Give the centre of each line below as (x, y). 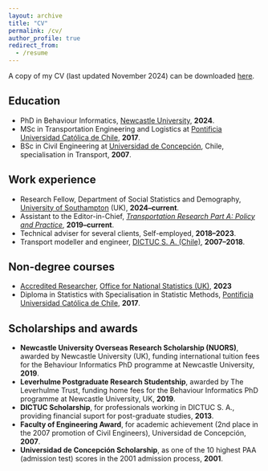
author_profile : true (45, 38)
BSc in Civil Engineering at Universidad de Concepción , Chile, (122, 146)
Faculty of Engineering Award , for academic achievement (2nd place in (139, 424)
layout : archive (35, 16)
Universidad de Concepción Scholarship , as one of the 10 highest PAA (138, 450)
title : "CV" (28, 23)
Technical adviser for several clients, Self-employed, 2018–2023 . (128, 233)
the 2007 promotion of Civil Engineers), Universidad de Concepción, (133, 433)
